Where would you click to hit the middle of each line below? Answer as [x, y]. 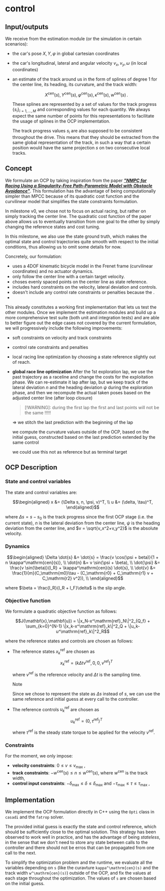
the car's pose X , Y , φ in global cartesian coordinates [66, 53]
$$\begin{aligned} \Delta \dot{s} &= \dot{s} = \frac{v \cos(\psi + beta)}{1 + [83, 557]
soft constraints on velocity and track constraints [62, 338]
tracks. [19, 153]
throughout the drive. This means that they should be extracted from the [85, 137]
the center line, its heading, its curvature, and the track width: [75, 84]
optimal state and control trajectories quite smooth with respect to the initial [82, 241]
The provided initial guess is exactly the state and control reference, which [81, 827]
